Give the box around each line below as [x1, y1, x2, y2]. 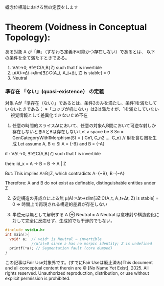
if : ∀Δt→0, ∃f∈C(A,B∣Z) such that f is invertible [5, 151, 101, 157]
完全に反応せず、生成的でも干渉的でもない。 [25, 218, 115, 224]
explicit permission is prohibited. [5, 275, 70, 282]
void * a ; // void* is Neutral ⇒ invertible [9, 236, 102, 242]
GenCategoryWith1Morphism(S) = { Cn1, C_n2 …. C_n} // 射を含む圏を [12, 135, 153, 141]
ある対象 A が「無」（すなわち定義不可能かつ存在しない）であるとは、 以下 [5, 48, 156, 55]
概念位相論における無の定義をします [5, 4, 78, 10]
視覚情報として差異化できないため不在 [10, 112, 88, 118]
